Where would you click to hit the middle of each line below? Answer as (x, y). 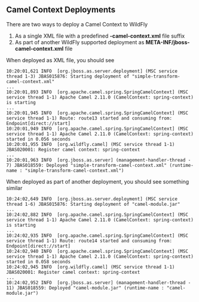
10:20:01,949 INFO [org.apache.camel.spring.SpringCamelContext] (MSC (97, 129)
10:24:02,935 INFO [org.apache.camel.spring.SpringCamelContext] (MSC (97, 236)
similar (14, 188)
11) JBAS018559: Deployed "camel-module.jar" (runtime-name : (85, 288)
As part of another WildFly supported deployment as (79, 42)
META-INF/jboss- (168, 42)
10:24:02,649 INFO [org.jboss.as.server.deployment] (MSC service (92, 199)
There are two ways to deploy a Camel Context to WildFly (77, 24)
